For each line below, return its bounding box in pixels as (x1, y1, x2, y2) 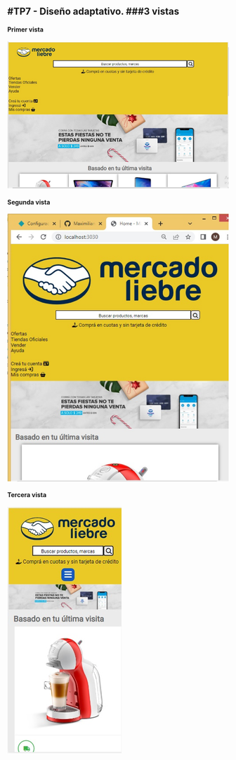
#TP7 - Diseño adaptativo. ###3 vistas (7, 6, 180, 18)
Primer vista (7, 25, 44, 34)
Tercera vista (7, 491, 47, 499)
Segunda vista (7, 198, 51, 206)
